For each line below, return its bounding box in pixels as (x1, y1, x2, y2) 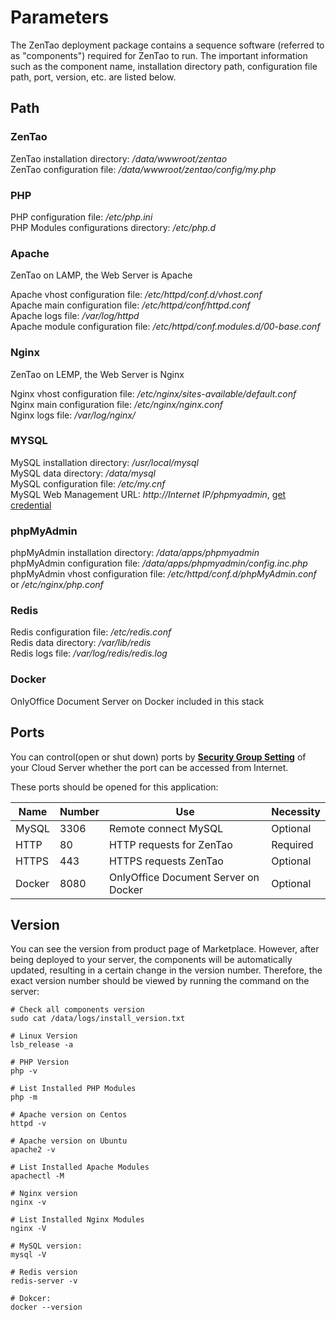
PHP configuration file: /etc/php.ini (10, 211, 153, 223)
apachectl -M (10, 1171, 65, 1181)
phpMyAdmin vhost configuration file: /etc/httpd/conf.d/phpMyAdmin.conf (10, 568, 317, 580)
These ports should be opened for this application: (10, 781, 219, 793)
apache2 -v (10, 1145, 56, 1155)
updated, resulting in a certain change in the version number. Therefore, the (10, 964, 323, 976)
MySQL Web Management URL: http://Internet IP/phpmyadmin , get (10, 488, 287, 500)
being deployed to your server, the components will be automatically (10, 954, 293, 966)
